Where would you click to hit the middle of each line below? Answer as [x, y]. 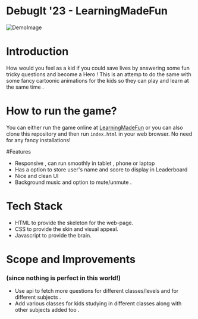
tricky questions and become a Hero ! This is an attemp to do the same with [99, 74]
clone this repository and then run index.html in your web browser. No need [99, 134]
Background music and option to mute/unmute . [73, 182]
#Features [19, 151]
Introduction [37, 51]
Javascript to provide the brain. [53, 235]
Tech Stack [34, 206]
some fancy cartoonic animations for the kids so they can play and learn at [98, 80]
